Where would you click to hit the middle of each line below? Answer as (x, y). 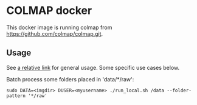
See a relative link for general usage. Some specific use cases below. (93, 67)
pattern (16, 96)
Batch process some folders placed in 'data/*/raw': (70, 79)
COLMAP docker (49, 11)
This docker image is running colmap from (59, 27)
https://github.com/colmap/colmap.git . (55, 33)
